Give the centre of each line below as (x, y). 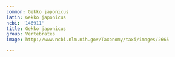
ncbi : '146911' (25, 23)
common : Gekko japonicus (38, 12)
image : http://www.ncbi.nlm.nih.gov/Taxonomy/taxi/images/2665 (88, 40)
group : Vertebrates (31, 34)
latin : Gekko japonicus (36, 17)
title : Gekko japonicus (36, 28)
